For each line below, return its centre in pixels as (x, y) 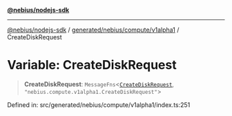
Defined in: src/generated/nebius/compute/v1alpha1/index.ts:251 (99, 105)
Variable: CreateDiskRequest (92, 65)
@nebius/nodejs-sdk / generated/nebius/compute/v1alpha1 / (93, 30)
